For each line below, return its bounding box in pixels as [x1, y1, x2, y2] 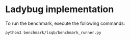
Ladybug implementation [5, 4, 114, 15]
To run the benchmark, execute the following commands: [5, 20, 125, 26]
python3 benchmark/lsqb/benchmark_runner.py [5, 30, 101, 35]
